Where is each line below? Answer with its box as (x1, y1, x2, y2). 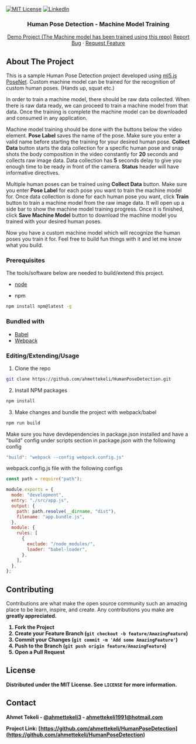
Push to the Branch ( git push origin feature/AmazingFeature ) (14, 642, 167, 649)
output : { (11, 503, 35, 509)
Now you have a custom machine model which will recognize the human (6, 229, 180, 236)
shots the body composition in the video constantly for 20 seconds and (6, 151, 178, 158)
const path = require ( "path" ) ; (6, 476, 82, 482)
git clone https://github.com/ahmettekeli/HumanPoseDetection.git (6, 376, 171, 382)
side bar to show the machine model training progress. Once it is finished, (6, 205, 184, 213)
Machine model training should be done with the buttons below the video (6, 126, 183, 133)
